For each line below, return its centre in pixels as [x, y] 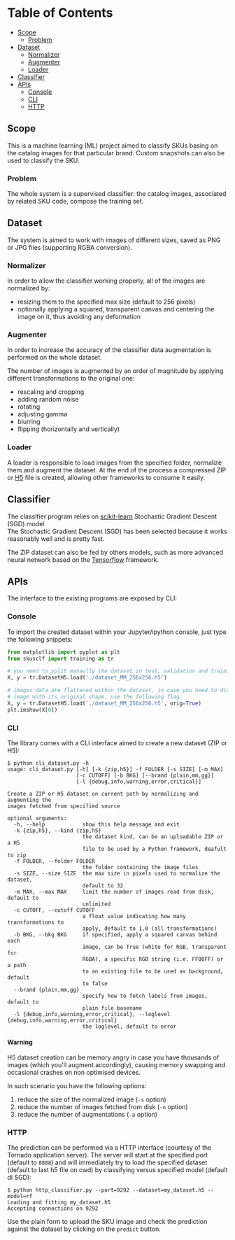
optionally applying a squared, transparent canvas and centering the [116, 309]
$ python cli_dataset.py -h [48, 763]
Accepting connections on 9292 [53, 1209]
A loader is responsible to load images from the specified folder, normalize [115, 463]
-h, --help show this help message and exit [97, 824]
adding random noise [48, 400]
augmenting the [29, 800]
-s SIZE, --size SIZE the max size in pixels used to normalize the [117, 873]
